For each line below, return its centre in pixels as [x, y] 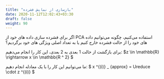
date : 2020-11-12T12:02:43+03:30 [40, 14]
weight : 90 [17, 23]
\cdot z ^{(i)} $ [20, 72]
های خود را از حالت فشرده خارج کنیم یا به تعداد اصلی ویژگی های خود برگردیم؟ [76, 43]
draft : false [19, 19]
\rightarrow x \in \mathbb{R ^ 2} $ [40, 57]
